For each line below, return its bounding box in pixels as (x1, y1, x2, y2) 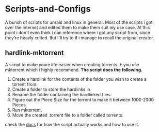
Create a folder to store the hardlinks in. (12, 86, 92, 92)
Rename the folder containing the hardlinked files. (12, 91, 112, 97)
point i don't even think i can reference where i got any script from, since (5, 29, 150, 35)
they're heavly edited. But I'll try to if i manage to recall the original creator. (5, 35, 154, 41)
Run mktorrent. (12, 107, 42, 113)
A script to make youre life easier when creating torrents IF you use (5, 61, 140, 67)
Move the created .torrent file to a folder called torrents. (12, 112, 124, 118)
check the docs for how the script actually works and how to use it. (5, 121, 140, 127)
